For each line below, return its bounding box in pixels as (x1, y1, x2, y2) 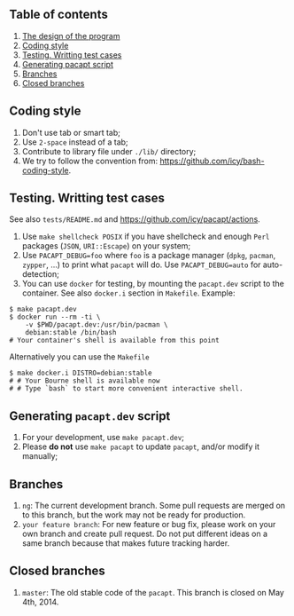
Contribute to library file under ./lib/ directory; (21, 146, 197, 156)
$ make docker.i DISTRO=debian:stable (9, 368, 152, 378)
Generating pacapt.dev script (9, 408, 171, 423)
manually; (21, 451, 58, 462)
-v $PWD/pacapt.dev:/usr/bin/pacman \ (25, 320, 168, 329)
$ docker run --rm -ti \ (9, 312, 101, 322)
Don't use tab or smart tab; (21, 127, 121, 138)
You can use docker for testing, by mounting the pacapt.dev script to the (21, 279, 285, 289)
